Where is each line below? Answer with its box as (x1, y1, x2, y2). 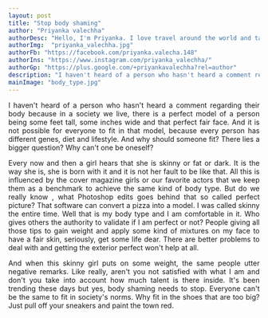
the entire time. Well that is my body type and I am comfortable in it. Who (8, 209, 260, 218)
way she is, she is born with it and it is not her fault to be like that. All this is (8, 167, 260, 176)
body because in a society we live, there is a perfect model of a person (8, 108, 260, 118)
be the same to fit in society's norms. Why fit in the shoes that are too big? (8, 292, 260, 301)
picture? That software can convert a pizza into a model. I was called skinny (8, 200, 260, 210)
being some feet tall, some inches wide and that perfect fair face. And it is (8, 117, 260, 127)
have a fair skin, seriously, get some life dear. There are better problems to (8, 234, 260, 244)
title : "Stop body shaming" (8, 19, 102, 27)
